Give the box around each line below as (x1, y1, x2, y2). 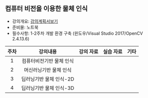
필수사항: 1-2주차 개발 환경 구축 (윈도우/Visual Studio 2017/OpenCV (12, 30, 143, 36)
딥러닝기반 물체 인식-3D (21, 84, 74, 91)
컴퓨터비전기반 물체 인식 (21, 57, 74, 64)
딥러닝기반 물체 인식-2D (21, 75, 74, 82)
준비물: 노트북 (12, 24, 39, 30)
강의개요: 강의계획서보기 (12, 18, 58, 24)
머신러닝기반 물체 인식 (24, 67, 72, 73)
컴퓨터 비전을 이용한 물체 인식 (5, 4, 88, 13)
